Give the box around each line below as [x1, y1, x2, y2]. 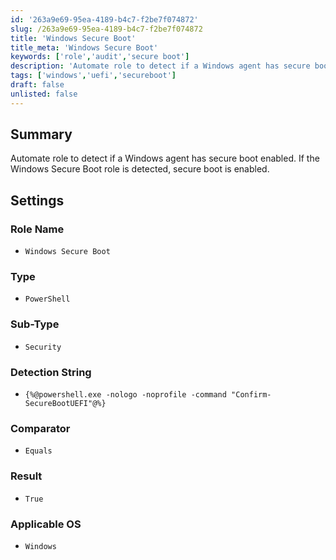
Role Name [10, 222, 65, 236]
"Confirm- [231, 390, 272, 400]
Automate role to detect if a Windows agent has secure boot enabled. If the [10, 152, 320, 165]
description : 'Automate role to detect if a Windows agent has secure [10, 61, 311, 71]
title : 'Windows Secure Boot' [10, 33, 137, 43]
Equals [24, 446, 53, 456]
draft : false [10, 80, 65, 90]
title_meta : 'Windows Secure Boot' [10, 42, 159, 53]
